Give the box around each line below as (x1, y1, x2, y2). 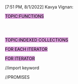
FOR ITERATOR (5, 56, 35, 61)
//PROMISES (5, 74, 30, 80)
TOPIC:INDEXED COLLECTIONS (5, 37, 68, 43)
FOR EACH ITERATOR (5, 47, 48, 52)
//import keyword (5, 65, 39, 71)
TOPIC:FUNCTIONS (5, 13, 44, 19)
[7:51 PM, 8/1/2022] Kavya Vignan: (5, 4, 74, 10)
